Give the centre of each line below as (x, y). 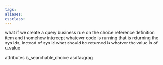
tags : (11, 10)
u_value (13, 48)
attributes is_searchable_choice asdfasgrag (49, 58)
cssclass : (15, 19)
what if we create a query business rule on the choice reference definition (80, 33)
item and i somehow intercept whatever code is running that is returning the (82, 38)
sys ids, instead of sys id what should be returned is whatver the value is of (81, 43)
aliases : (14, 14)
